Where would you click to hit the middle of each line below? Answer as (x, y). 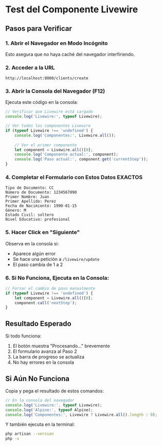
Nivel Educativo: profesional (38, 220)
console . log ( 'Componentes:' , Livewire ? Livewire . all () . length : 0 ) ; (82, 415)
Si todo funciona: (23, 336)
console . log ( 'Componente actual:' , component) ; (66, 155)
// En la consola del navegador (40, 400)
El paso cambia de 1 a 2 (38, 264)
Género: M (16, 210)
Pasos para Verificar (39, 29)
